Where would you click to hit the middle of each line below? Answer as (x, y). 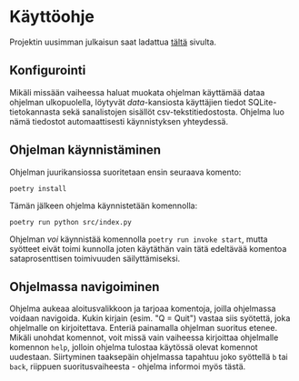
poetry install (38, 188)
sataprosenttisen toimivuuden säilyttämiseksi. (95, 258)
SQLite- (263, 102)
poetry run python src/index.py (70, 222)
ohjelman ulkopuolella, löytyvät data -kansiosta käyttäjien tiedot (128, 102)
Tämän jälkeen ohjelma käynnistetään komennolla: (104, 206)
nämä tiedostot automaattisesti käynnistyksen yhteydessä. (119, 121)
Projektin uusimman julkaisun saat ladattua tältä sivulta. (113, 42)
